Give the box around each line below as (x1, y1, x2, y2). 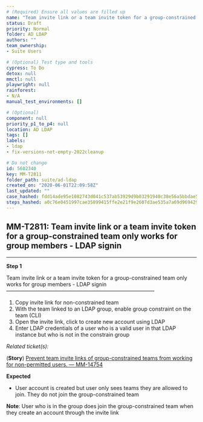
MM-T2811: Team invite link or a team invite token (6, 222, 196, 232)
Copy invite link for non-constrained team (14, 298, 119, 306)
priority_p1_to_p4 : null (6, 120, 69, 127)
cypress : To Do (6, 65, 45, 71)
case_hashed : (6, 194, 39, 200)
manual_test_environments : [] (6, 99, 83, 105)
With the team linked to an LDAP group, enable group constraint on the (14, 305, 192, 312)
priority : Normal (6, 25, 50, 32)
